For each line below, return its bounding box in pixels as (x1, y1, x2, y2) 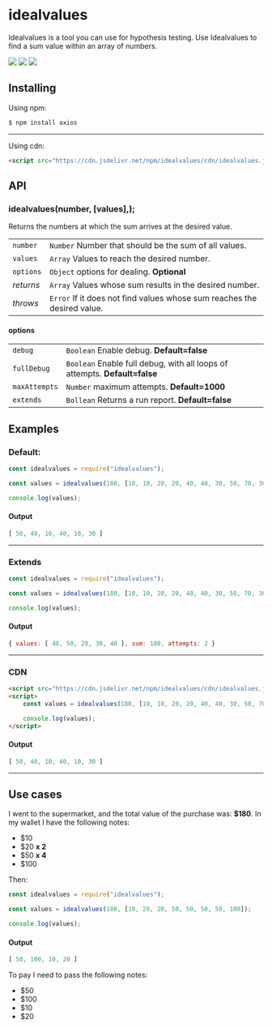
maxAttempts (12, 383, 59, 392)
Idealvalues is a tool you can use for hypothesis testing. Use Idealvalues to (8, 32, 257, 42)
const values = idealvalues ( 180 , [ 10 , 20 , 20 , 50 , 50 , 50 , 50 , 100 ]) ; (8, 906, 253, 914)
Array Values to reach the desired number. (49, 253, 210, 264)
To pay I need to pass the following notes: (8, 970, 148, 980)
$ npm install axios (8, 118, 79, 126)
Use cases (8, 787, 62, 801)
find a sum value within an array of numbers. (8, 41, 158, 50)
